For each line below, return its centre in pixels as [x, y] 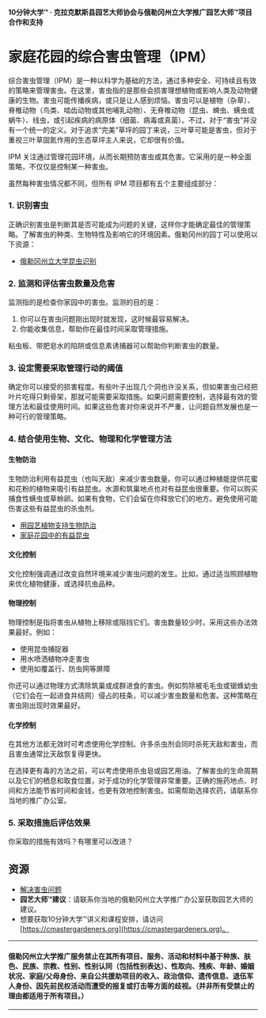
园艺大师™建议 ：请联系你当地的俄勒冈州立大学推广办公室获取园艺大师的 [136, 899]
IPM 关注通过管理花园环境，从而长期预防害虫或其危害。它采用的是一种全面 [130, 156]
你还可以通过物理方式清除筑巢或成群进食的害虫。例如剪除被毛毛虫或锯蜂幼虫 [133, 686]
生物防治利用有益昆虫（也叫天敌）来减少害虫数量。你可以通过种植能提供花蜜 [133, 478]
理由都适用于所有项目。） [48, 995]
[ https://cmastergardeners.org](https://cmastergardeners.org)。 [124, 929]
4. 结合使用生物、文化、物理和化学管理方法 [90, 439]
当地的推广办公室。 [40, 800]
